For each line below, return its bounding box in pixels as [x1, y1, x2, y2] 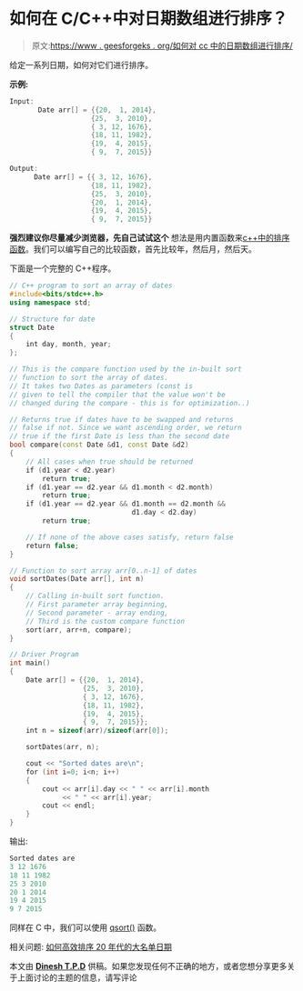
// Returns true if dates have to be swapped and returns [9, 415, 234, 424]
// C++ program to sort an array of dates [9, 281, 173, 291]
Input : [9, 96, 35, 105]
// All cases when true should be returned [25, 456, 194, 466]
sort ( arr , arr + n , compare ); [25, 625, 132, 635]
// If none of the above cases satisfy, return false [25, 533, 234, 542]
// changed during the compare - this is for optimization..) [9, 398, 250, 407]
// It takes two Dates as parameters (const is [9, 381, 194, 391]
